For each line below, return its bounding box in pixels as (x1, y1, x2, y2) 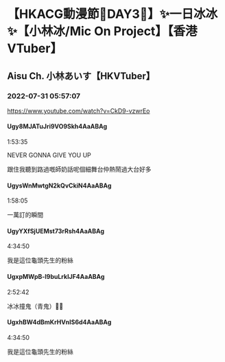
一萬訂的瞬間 (7, 211, 43, 219)
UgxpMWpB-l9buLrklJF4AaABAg (7, 273, 105, 281)
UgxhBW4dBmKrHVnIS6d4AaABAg (7, 318, 112, 326)
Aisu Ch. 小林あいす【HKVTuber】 (7, 70, 156, 82)
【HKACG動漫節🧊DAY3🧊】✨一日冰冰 (7, 6, 218, 22)
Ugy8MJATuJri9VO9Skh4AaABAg (7, 122, 108, 131)
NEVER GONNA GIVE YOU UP (7, 151, 91, 159)
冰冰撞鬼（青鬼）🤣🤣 (7, 302, 64, 310)
